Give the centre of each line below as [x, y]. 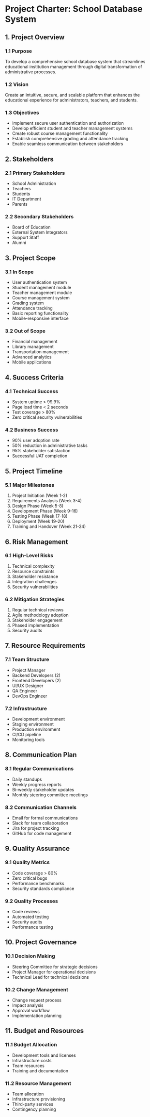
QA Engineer [25, 690]
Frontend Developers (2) [37, 680]
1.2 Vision [17, 84]
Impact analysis [28, 1005]
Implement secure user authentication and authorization [68, 123]
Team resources [28, 1066]
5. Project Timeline [34, 471]
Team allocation [28, 1094]
